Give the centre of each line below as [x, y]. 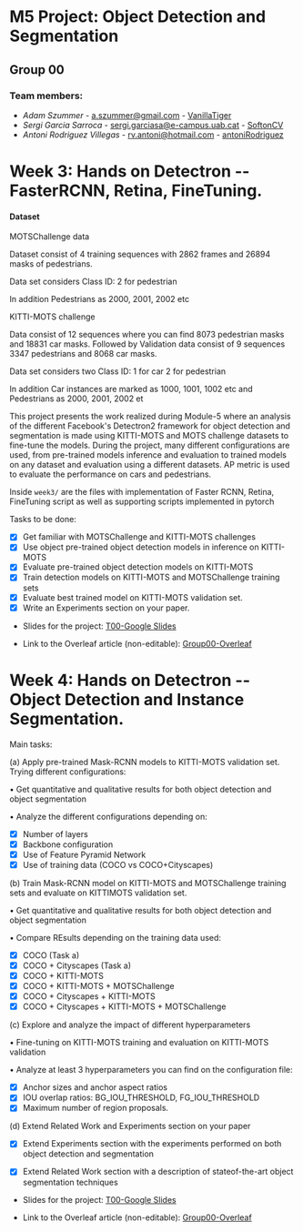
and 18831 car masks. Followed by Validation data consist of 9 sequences [147, 344]
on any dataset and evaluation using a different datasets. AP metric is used [150, 465]
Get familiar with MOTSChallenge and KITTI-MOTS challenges [139, 537]
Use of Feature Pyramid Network [84, 854]
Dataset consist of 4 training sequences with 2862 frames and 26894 [140, 254]
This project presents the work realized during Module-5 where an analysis [150, 417]
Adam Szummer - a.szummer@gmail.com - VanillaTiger [127, 115]
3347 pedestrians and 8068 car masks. [83, 354]
